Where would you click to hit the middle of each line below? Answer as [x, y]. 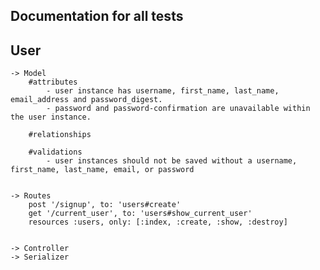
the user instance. [51, 117]
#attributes [53, 82]
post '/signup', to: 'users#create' [105, 205]
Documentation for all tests [97, 16]
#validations [55, 152]
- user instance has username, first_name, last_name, [163, 91]
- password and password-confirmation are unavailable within [178, 109]
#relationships [60, 135]
